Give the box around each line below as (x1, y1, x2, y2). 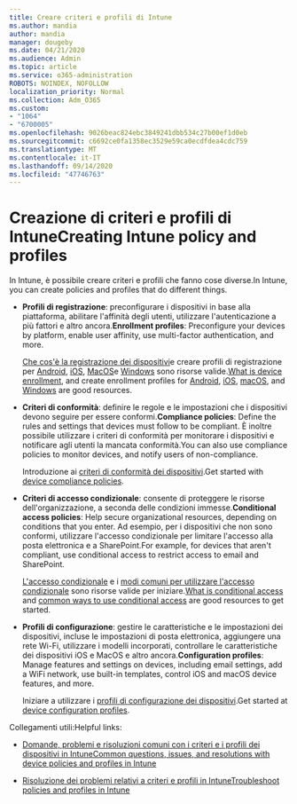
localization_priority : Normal (9, 87, 125, 96)
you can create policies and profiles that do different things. (9, 285, 228, 296)
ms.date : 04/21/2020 (9, 46, 86, 55)
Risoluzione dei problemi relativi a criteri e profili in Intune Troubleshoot (21, 776, 280, 786)
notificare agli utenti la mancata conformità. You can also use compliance (21, 440, 288, 451)
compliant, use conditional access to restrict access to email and (21, 549, 259, 560)
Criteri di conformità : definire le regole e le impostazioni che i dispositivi (21, 402, 288, 413)
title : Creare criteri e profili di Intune (9, 12, 173, 22)
